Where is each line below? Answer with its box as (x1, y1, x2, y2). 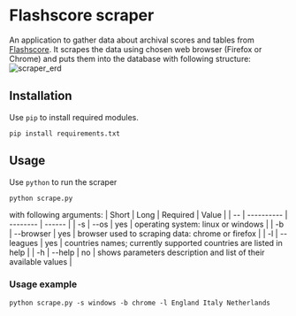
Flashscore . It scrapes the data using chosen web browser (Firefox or (9, 43, 262, 54)
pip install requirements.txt (9, 129, 121, 138)
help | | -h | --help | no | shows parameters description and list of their (9, 247, 265, 258)
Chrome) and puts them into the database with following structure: (9, 53, 252, 64)
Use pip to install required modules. (9, 112, 140, 122)
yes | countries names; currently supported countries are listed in (44, 237, 283, 248)
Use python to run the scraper (9, 176, 118, 187)
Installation (9, 89, 72, 104)
